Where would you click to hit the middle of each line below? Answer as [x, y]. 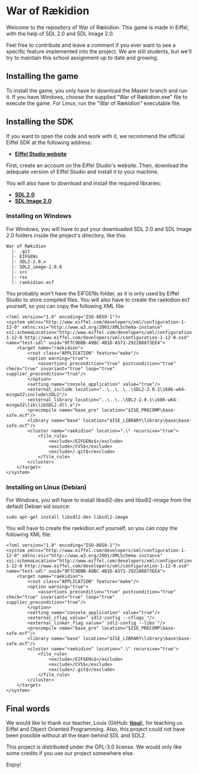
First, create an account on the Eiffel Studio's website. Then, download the [97, 165]
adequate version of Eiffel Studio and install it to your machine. [82, 171]
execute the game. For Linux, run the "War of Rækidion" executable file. [94, 103]
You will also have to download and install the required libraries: [84, 183]
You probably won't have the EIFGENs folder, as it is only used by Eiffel [93, 293]
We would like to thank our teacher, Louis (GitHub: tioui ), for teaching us [94, 722]
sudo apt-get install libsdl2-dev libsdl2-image [67, 517]
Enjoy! [14, 765]
